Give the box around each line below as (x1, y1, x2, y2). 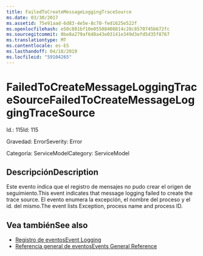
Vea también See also (6, 220, 88, 231)
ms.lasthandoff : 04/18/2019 (6, 49, 78, 55)
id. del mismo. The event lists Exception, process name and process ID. (6, 203, 184, 210)
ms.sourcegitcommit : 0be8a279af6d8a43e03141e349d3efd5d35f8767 (6, 32, 170, 38)
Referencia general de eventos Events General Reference (15, 243, 157, 250)
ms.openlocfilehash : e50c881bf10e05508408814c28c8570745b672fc (6, 25, 170, 32)
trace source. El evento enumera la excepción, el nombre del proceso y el (6, 196, 191, 203)
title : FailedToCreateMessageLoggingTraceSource (6, 8, 132, 15)
